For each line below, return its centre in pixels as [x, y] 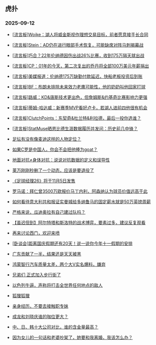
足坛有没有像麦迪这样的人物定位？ [47, 139]
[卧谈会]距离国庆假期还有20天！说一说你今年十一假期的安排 [72, 243]
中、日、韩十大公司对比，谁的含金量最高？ [55, 327]
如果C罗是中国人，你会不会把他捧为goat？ [55, 149]
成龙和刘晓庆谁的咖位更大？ [40, 316]
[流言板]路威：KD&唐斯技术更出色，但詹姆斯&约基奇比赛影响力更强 [80, 97]
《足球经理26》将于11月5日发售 [44, 180]
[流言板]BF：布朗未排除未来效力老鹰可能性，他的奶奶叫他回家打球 [79, 86]
